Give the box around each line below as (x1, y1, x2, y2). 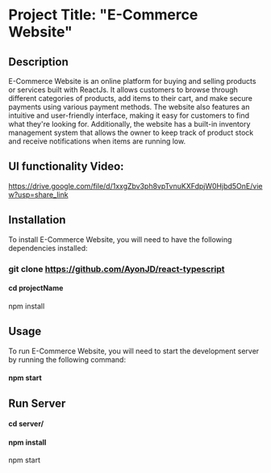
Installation (8, 213, 66, 227)
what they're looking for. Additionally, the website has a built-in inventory (8, 119, 251, 128)
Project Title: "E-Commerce (8, 6, 198, 24)
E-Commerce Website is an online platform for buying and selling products (8, 77, 256, 86)
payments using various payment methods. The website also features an (8, 103, 250, 111)
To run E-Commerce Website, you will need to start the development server (8, 345, 260, 356)
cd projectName (8, 283, 64, 293)
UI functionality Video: (8, 160, 124, 174)
